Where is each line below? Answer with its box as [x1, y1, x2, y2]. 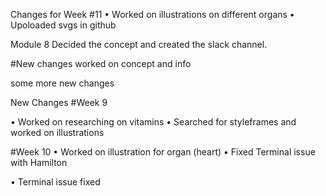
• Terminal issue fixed [10, 176, 101, 188]
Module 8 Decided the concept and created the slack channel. [10, 39, 268, 50]
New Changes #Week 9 [10, 97, 108, 108]
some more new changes [10, 77, 115, 89]
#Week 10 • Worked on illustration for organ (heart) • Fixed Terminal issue [10, 146, 316, 158]
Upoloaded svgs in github [10, 19, 117, 31]
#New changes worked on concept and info [10, 58, 192, 69]
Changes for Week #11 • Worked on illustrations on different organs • [10, 9, 295, 20]
